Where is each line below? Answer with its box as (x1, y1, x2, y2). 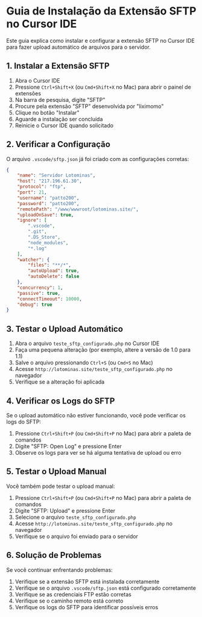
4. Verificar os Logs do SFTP (6, 396, 115, 406)
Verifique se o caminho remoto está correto (14, 597, 124, 604)
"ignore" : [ (17, 217, 47, 224)
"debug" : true (17, 302, 52, 308)
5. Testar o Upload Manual (6, 466, 107, 477)
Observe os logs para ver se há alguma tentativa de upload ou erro (14, 449, 182, 456)
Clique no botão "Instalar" (14, 109, 80, 116)
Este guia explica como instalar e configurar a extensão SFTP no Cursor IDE (6, 37, 195, 44)
